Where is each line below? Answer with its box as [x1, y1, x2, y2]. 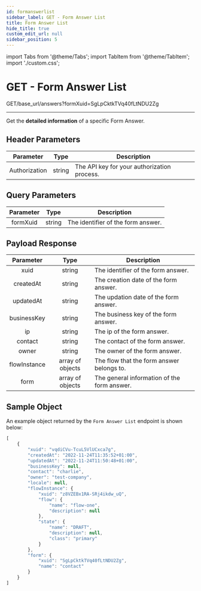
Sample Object [6, 401, 63, 412]
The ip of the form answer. [95, 327, 169, 336]
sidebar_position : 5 [6, 36, 58, 42]
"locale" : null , [28, 480, 68, 486]
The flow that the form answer [95, 357, 179, 365]
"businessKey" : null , [28, 463, 82, 470]
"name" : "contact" [38, 563, 84, 569]
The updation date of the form [95, 293, 179, 301]
